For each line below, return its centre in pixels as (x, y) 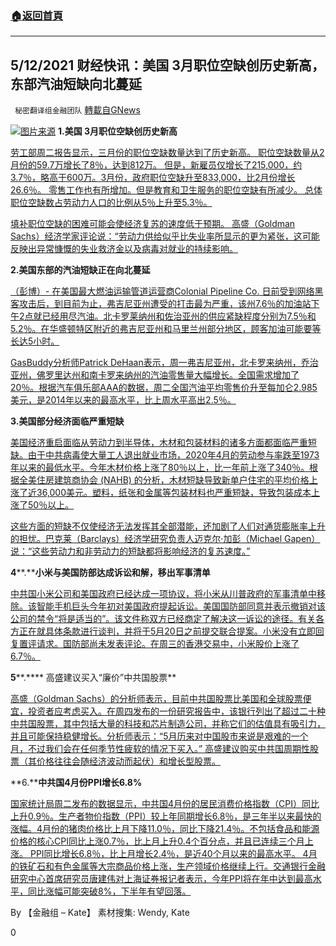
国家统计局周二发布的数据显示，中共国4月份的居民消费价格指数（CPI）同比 (165, 804)
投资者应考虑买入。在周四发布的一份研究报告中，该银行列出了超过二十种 (176, 711)
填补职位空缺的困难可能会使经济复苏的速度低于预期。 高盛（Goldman (153, 224)
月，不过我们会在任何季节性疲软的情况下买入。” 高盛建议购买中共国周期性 (160, 749)
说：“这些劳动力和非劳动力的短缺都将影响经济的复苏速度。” (130, 551)
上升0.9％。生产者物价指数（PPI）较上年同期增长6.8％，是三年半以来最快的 (166, 816)
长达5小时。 (35, 341)
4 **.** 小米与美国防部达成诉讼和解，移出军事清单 (110, 573)
